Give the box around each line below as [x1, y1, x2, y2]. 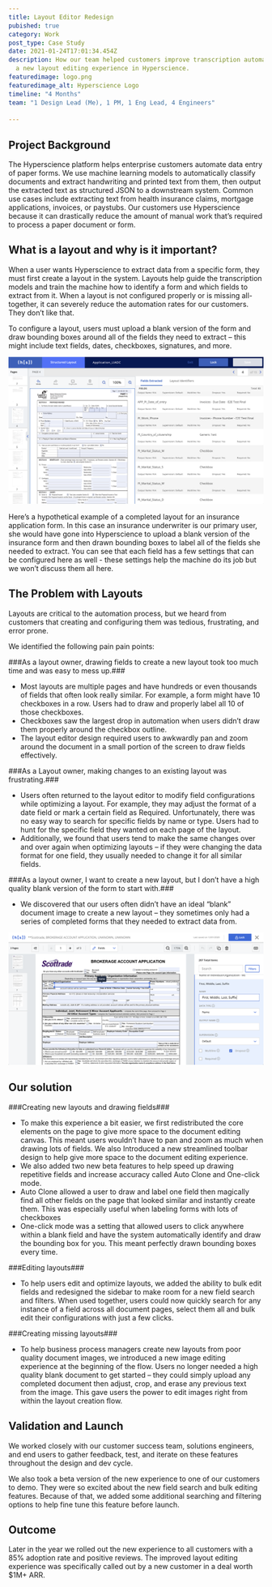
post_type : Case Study [8, 39, 85, 47]
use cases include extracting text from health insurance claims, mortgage [8, 194, 254, 204]
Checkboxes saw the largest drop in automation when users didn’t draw [19, 715, 261, 725]
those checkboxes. [19, 707, 84, 717]
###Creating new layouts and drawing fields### [8, 1102, 170, 1111]
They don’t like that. [8, 308, 74, 318]
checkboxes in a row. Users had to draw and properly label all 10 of [19, 698, 244, 708]
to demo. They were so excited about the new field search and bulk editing [8, 1482, 258, 1492]
